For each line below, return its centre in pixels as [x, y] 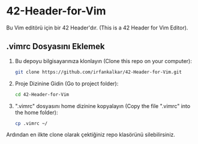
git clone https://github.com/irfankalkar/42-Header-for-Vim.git [98, 72]
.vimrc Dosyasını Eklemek [55, 46]
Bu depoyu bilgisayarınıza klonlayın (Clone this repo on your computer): [103, 61]
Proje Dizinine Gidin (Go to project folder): [67, 83]
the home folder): [36, 112]
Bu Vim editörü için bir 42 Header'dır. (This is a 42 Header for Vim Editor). [97, 28]
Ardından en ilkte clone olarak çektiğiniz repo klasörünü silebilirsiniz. [91, 135]
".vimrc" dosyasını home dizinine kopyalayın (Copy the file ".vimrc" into [103, 106]
